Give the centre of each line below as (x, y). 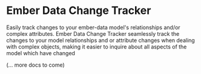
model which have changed (41, 53)
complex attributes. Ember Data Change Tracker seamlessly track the (93, 33)
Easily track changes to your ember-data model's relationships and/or (93, 27)
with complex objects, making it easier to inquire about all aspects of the (97, 47)
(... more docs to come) (35, 65)
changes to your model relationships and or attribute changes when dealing (100, 40)
